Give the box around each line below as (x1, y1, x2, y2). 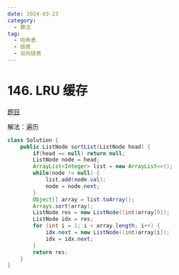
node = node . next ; (45, 182, 100, 190)
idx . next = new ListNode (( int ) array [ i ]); (45, 229, 170, 236)
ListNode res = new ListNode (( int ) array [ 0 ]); (33, 209, 170, 216)
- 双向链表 (13, 50, 42, 57)
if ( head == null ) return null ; (33, 150, 126, 157)
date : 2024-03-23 (7, 10, 59, 18)
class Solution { (7, 136, 59, 144)
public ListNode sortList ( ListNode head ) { (20, 143, 151, 150)
